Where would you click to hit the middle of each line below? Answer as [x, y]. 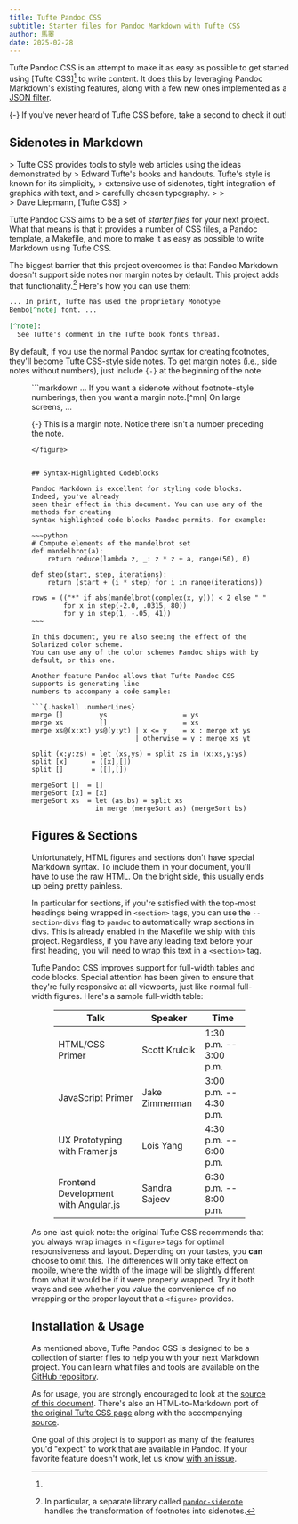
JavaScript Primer [96, 1097]
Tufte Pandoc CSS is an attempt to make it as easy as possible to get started [149, 68]
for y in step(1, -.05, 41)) [117, 613]
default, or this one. [73, 660]
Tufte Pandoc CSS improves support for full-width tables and [143, 967]
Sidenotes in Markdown [77, 143]
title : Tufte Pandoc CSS [55, 17]
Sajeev [156, 1199]
